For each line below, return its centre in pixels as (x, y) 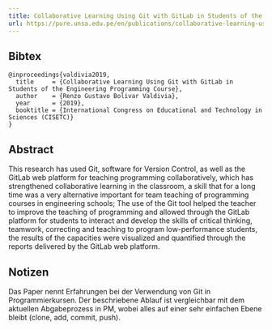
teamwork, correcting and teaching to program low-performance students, (133, 229)
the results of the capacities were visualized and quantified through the (127, 238)
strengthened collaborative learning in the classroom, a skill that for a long (132, 186)
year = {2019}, (50, 103)
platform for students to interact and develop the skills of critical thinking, (130, 221)
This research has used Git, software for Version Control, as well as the (127, 169)
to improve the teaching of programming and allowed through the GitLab (129, 212)
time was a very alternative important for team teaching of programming (129, 195)
